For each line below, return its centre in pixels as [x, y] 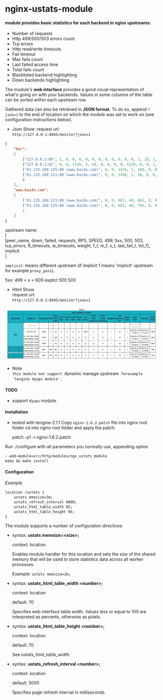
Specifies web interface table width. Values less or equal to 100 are [79, 611]
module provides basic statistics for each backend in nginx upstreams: [78, 22]
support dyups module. [34, 401]
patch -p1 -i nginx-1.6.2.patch [41, 437]
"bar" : [20, 149]
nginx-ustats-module [49, 9]
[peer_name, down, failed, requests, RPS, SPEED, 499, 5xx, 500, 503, [74, 241]
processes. [23, 564]
